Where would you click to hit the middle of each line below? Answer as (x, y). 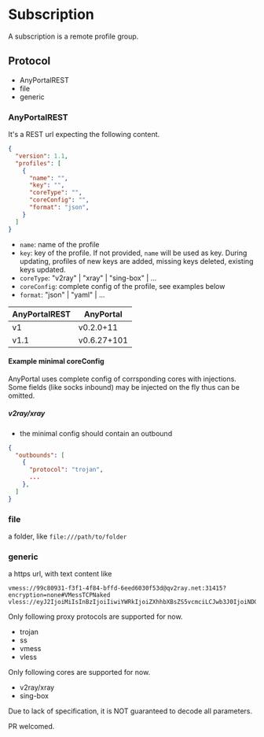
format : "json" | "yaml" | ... (62, 294)
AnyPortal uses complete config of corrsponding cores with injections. (123, 379)
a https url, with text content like (60, 574)
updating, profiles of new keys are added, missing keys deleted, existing (136, 261)
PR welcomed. (31, 727)
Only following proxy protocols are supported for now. (95, 617)
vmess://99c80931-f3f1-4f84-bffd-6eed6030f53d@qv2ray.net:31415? (117, 588)
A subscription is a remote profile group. (73, 36)
